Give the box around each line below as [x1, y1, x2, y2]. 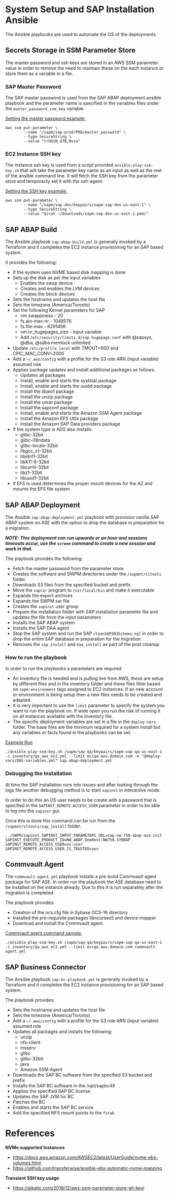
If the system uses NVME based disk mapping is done [12, 269, 126, 276]
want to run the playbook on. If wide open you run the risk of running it [12, 708, 161, 714]
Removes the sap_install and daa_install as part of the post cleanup [12, 641, 160, 647]
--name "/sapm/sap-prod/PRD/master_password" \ [23, 130, 126, 135]
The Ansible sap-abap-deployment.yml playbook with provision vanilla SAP [5, 514, 159, 520]
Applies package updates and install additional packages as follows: [12, 367, 156, 373]
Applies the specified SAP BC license [12, 1088, 91, 1094]
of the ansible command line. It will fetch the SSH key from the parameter [5, 173, 158, 179]
